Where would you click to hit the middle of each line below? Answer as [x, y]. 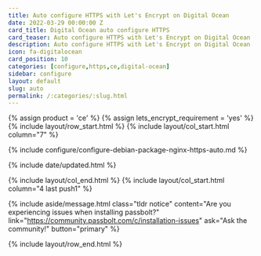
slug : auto [26, 88]
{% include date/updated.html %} [62, 165]
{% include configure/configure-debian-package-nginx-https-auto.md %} [128, 150]
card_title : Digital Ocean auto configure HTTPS [89, 30]
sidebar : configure [40, 74]
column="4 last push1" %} [50, 188]
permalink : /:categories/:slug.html [68, 96]
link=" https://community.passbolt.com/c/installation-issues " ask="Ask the [128, 221]
